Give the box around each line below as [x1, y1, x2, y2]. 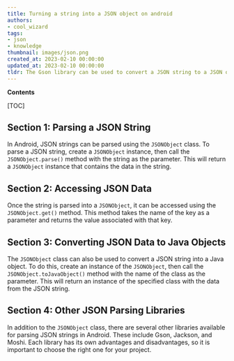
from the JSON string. [7, 284, 70, 293]
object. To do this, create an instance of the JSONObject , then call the [7, 262, 204, 270]
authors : [7, 17, 33, 24]
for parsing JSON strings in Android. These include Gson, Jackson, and [7, 330, 212, 339]
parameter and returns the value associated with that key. [7, 216, 173, 224]
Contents [7, 88, 35, 96]
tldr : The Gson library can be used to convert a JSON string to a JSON [7, 68, 223, 75]
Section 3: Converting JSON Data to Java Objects [7, 236, 226, 248]
